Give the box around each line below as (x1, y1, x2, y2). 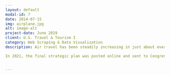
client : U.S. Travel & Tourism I (5, 35, 76, 40)
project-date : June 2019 (5, 30, 58, 35)
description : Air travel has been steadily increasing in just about (5, 44, 155, 49)
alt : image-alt (5, 26, 37, 31)
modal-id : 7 (5, 12, 30, 17)
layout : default (5, 7, 39, 12)
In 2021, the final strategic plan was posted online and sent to (5, 53, 148, 58)
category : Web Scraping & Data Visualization (5, 40, 103, 45)
